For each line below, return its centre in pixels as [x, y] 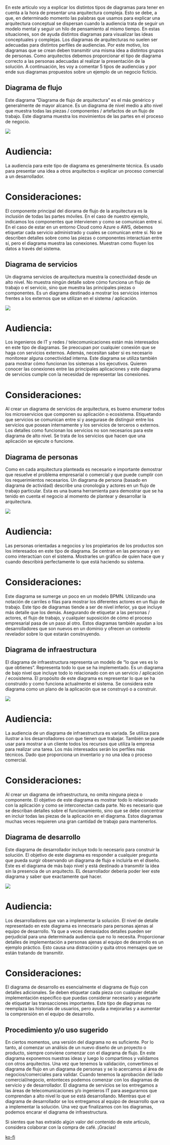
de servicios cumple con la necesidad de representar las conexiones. [78, 374]
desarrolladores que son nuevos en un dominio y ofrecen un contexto [78, 629]
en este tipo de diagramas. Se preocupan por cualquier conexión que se [80, 348]
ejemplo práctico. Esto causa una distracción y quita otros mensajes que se [84, 947]
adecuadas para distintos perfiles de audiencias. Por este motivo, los [77, 45]
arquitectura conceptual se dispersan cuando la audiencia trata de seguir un [85, 23]
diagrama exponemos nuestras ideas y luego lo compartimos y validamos [82, 1058]
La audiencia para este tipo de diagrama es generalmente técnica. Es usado [84, 165]
